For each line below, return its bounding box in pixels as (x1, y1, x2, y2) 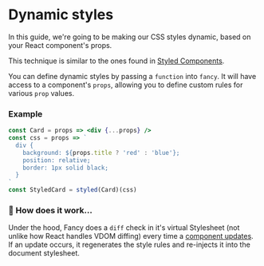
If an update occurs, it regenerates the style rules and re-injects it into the (8, 240, 251, 249)
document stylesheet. (8, 248, 80, 258)
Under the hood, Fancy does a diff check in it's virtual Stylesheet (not (8, 223, 240, 232)
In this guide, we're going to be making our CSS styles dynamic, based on (8, 32, 251, 42)
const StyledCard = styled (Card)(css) (8, 186, 137, 194)
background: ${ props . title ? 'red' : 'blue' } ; (22, 149, 180, 157)
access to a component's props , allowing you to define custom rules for (8, 80, 243, 89)
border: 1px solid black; (22, 164, 109, 172)
